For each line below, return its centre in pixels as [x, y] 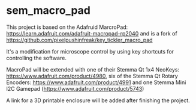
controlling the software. [37, 58]
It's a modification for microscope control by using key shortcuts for [90, 51]
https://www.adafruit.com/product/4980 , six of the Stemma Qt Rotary [92, 76]
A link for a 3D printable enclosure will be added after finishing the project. [98, 100]
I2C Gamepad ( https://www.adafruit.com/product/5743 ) [75, 88]
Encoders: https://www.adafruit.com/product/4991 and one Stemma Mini [96, 82]
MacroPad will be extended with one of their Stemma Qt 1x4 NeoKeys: [93, 69]
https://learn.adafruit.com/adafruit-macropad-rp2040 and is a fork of [92, 33]
